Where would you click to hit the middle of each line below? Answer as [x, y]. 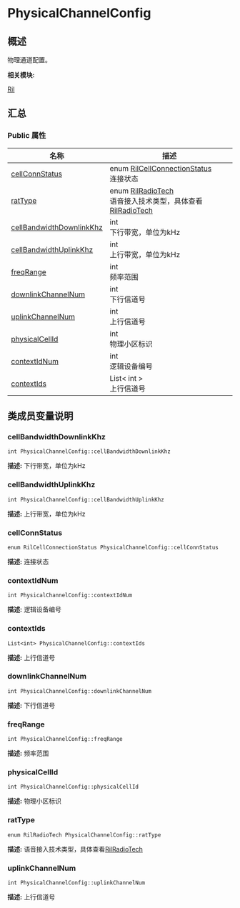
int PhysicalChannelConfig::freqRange [65, 739]
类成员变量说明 [40, 416]
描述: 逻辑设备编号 [35, 609]
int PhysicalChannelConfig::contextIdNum [70, 595]
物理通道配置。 [29, 60]
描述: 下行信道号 [31, 705]
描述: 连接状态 [28, 562]
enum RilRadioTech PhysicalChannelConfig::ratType [84, 835]
